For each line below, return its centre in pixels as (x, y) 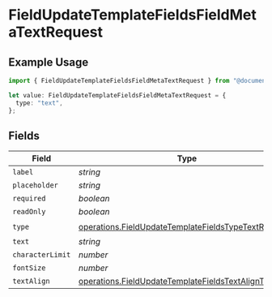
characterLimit (42, 255)
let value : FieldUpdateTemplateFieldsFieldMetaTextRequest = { (117, 95)
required (29, 199)
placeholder (36, 185)
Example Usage (49, 62)
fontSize (29, 268)
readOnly (29, 212)
